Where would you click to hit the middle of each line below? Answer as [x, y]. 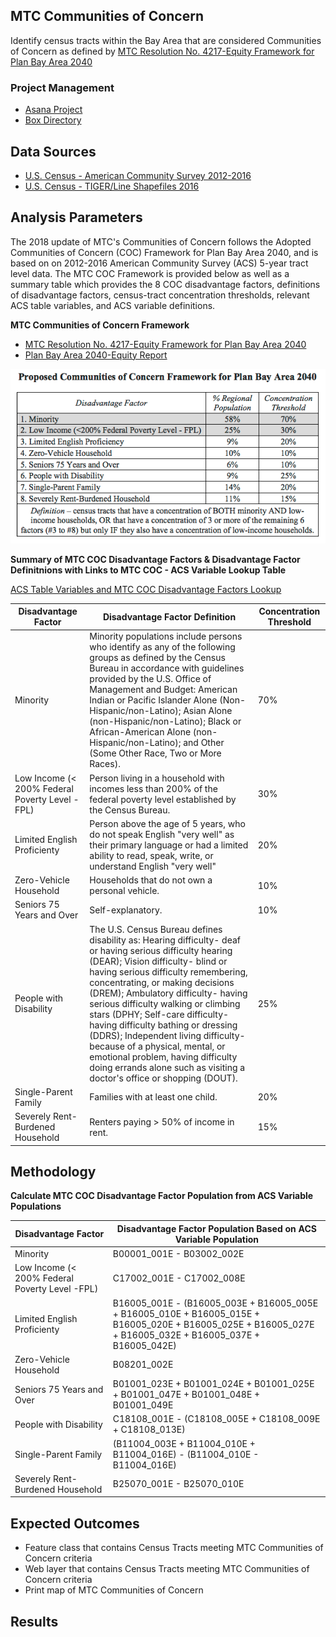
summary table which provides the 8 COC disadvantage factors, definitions [165, 284]
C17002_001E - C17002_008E [179, 1278]
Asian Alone [208, 711]
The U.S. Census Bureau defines [156, 929]
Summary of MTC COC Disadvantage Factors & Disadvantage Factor [155, 559]
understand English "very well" [153, 866]
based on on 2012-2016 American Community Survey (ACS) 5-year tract [159, 263]
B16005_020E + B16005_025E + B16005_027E [213, 1324]
